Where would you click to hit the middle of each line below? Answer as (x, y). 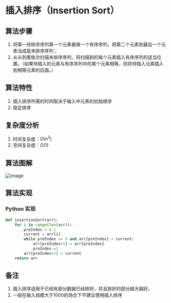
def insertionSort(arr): (32, 220)
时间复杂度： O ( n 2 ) (32, 138)
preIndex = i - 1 (40, 230)
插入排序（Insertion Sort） (62, 11)
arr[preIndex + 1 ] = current (53, 253)
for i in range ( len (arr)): (43, 225)
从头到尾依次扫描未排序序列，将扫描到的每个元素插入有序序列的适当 (85, 57)
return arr (26, 258)
